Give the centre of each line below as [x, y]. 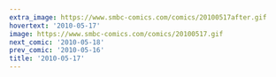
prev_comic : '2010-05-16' [57, 50]
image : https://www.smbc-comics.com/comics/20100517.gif [116, 34]
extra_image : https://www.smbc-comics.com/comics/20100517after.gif [138, 17]
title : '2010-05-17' [47, 58]
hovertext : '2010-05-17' [55, 26]
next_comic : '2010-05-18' [57, 42]
